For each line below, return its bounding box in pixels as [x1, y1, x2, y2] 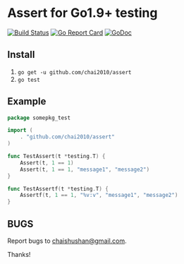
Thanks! [7, 251, 31, 258]
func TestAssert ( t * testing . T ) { [7, 153, 106, 160]
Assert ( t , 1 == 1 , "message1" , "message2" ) [20, 166, 150, 173]
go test [17, 76, 40, 83]
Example [7, 95, 47, 107]
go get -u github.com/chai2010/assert [17, 68, 132, 76]
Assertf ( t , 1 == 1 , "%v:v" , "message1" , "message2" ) [20, 192, 178, 199]
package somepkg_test [7, 114, 71, 121]
